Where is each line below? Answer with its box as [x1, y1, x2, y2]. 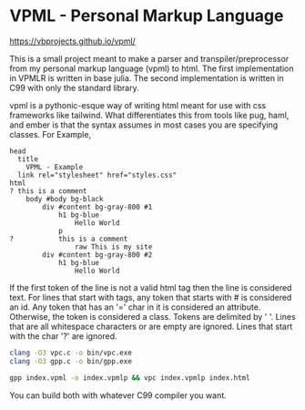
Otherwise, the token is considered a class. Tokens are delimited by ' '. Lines [9, 311, 296, 322]
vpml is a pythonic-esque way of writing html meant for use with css [9, 99, 267, 110]
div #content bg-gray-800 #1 [42, 202, 153, 211]
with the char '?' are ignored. [9, 330, 117, 342]
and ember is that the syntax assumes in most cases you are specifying [9, 119, 279, 130]
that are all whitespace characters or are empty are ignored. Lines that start [9, 321, 293, 332]
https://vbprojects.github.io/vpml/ [9, 36, 137, 46]
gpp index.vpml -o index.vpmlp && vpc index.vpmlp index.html [9, 373, 250, 383]
